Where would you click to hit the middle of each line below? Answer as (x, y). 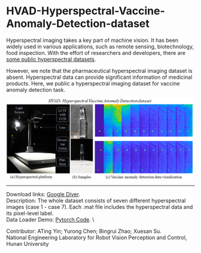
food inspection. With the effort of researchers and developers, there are (96, 53)
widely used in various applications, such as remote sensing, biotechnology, (100, 47)
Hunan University (28, 243)
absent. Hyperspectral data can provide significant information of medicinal (99, 77)
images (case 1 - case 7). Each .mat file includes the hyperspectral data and (100, 206)
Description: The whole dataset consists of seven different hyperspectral (96, 200)
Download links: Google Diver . (43, 194)
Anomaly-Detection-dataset (78, 24)
